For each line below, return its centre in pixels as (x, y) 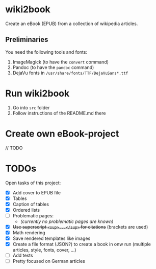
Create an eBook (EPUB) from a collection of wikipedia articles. (72, 24)
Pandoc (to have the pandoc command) (53, 67)
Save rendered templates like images (51, 238)
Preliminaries (27, 40)
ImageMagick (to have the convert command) (60, 62)
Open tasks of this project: (33, 183)
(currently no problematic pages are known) (67, 221)
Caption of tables (31, 204)
